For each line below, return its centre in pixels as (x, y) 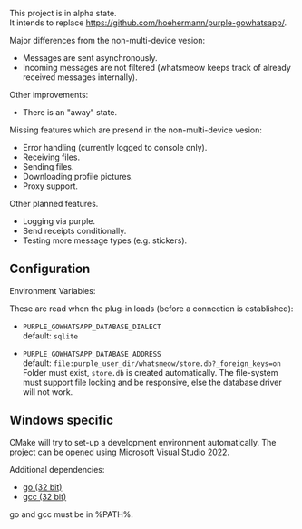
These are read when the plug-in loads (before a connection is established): (151, 309)
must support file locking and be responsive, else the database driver (152, 382)
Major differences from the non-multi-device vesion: (107, 40)
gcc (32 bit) (44, 496)
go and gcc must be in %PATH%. (72, 514)
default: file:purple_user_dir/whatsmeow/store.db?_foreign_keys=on (151, 363)
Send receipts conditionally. (74, 231)
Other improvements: (49, 95)
